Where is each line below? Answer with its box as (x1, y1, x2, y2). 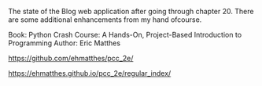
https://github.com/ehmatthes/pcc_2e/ (8, 54, 134, 63)
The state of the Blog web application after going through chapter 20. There (8, 7, 254, 16)
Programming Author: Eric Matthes (8, 38, 120, 48)
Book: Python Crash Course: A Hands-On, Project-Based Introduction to (8, 30, 242, 39)
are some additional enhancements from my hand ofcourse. (8, 15, 202, 24)
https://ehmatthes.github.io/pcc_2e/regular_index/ (8, 69, 172, 77)
